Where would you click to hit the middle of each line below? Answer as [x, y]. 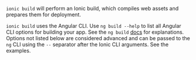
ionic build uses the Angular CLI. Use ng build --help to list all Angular [94, 26]
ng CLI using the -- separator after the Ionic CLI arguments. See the [87, 44]
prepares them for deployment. [44, 15]
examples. [18, 51]
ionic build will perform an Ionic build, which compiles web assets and [92, 8]
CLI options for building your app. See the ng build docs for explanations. [95, 32]
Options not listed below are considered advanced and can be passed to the [98, 38]
